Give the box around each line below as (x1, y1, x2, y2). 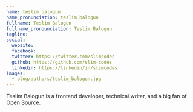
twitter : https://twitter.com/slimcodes (11, 54, 115, 60)
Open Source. (6, 99, 41, 106)
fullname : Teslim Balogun (6, 20, 71, 26)
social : (6, 37, 26, 43)
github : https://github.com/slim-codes (11, 59, 113, 65)
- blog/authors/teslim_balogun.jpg (11, 76, 102, 82)
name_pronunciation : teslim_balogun (6, 14, 99, 20)
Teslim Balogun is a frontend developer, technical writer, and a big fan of (6, 93, 187, 100)
